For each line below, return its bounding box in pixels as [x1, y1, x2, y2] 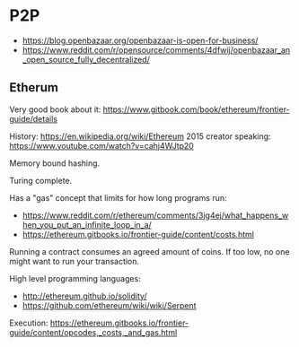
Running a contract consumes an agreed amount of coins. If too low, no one [9, 246, 290, 256]
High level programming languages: [9, 273, 141, 283]
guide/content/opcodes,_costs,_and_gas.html [9, 326, 178, 337]
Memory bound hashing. [9, 158, 101, 169]
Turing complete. [9, 175, 73, 186]
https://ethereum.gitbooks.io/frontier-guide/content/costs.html [22, 229, 254, 239]
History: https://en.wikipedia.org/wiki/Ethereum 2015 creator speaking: [9, 131, 271, 142]
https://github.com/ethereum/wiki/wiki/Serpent [22, 299, 197, 310]
